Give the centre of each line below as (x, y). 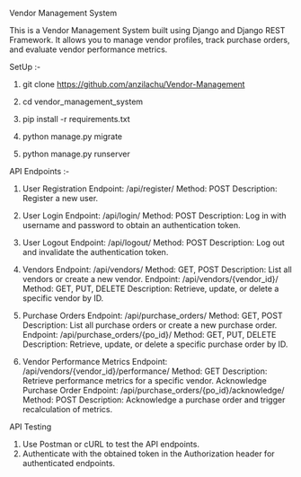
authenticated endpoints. (68, 463)
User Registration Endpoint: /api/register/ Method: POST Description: (150, 189)
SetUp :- (25, 67)
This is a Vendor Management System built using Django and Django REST (147, 30)
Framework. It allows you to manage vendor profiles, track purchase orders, (150, 40)
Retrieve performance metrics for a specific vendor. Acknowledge (144, 380)
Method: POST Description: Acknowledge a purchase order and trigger (154, 400)
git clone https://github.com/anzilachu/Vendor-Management (133, 84)
